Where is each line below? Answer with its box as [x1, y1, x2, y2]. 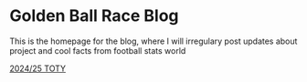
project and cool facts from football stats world [9, 45, 186, 56]
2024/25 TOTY [9, 63, 67, 74]
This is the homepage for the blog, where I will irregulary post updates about [9, 36, 298, 46]
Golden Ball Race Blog [9, 5, 180, 26]
